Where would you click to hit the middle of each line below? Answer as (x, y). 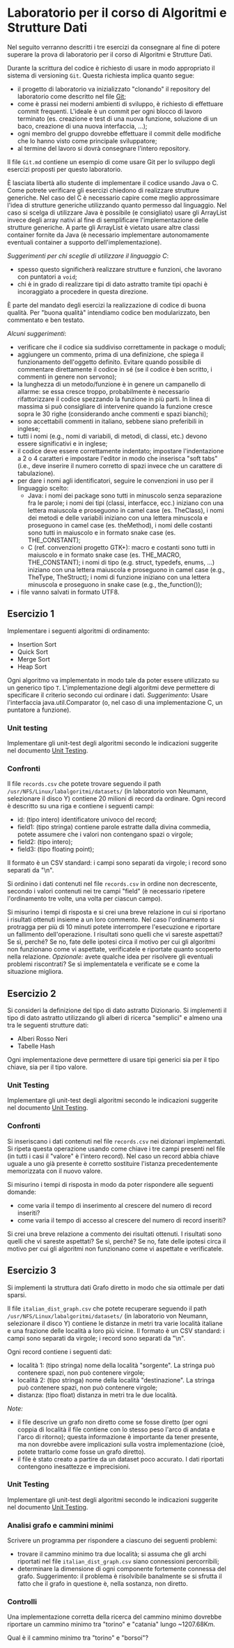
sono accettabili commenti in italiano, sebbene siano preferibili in (110, 421)
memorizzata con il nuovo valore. (55, 1171)
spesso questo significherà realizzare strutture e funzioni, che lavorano (119, 269)
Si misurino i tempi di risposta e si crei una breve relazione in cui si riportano (117, 912)
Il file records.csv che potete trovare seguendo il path (84, 784)
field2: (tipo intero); (45, 842)
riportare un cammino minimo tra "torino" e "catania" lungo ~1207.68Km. (111, 1624)
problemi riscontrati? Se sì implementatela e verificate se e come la (103, 964)
